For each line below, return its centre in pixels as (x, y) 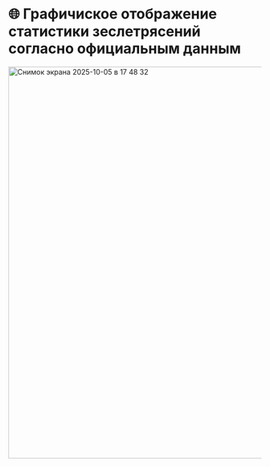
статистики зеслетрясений (104, 32)
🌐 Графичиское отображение (113, 14)
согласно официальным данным (125, 49)
